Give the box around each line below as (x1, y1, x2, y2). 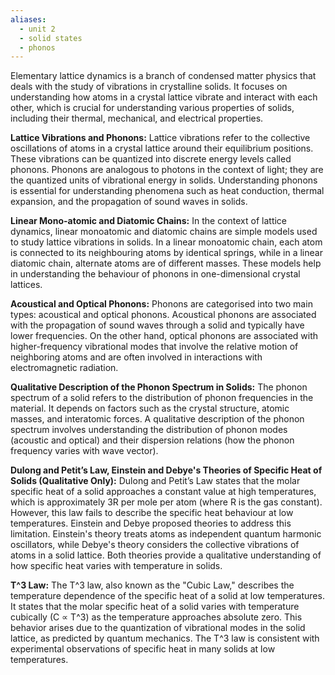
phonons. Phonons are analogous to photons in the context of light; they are (10, 164, 324, 176)
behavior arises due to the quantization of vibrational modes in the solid (10, 622, 306, 634)
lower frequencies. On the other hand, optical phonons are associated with (10, 330, 319, 342)
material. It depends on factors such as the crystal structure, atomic (10, 402, 290, 415)
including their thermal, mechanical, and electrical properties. (10, 112, 264, 125)
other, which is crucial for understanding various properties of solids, (10, 102, 295, 114)
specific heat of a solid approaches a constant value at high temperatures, (10, 486, 317, 498)
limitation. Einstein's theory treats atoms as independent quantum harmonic (10, 528, 322, 540)
